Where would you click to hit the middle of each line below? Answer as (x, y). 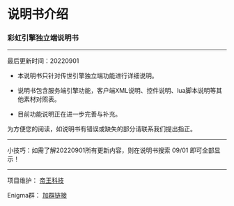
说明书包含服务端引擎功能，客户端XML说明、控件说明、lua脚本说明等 (117, 91)
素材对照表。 (42, 99)
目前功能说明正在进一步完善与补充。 (69, 114)
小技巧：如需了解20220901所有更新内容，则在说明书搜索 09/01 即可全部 (111, 150)
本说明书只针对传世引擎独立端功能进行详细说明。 (87, 76)
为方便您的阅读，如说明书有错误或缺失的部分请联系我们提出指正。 (102, 129)
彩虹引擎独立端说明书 (43, 38)
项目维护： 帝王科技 (36, 181)
